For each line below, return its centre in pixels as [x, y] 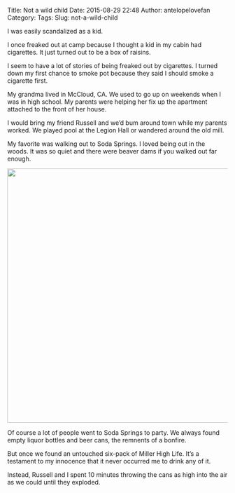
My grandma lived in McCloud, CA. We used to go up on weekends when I [114, 94]
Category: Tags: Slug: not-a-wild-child [63, 18]
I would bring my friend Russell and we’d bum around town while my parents [117, 123]
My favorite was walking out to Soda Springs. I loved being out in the [106, 144]
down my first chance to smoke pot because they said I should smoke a [111, 73]
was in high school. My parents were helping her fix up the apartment [107, 102]
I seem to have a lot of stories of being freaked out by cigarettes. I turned [113, 66]
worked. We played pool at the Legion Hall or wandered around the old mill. [116, 130]
